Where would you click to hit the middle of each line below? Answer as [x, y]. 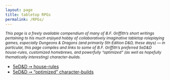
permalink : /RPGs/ [25, 19]
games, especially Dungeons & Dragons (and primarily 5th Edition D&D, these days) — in [85, 43]
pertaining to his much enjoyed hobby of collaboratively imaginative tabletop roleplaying [85, 38]
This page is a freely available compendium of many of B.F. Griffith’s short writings [80, 33]
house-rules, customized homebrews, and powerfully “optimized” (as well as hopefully [83, 52]
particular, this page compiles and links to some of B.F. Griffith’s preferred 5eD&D [79, 48]
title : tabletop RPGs [28, 15]
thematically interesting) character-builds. [43, 57]
